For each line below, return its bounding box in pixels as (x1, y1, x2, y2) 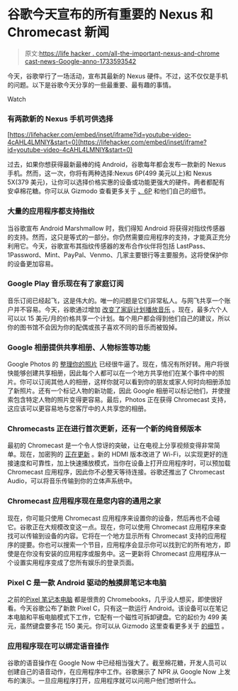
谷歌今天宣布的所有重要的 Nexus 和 (7, 6, 214, 23)
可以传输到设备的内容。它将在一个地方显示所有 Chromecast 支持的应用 (13, 531, 221, 540)
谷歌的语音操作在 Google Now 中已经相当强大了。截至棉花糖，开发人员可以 (7, 658, 227, 668)
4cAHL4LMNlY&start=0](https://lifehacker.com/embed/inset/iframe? (7, 138, 207, 146)
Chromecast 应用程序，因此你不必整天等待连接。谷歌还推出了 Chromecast (7, 468, 225, 477)
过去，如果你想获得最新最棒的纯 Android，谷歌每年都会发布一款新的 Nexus (7, 160, 227, 169)
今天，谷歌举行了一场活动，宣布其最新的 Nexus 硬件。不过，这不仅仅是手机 (7, 72, 228, 80)
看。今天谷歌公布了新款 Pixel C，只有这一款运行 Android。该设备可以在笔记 (7, 604, 228, 613)
